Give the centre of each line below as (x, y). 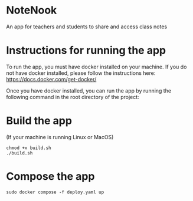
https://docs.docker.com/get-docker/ (51, 79)
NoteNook (32, 10)
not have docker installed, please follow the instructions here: (81, 73)
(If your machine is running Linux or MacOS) (60, 137)
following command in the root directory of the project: (73, 97)
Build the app (39, 121)
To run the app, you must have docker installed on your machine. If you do (97, 67)
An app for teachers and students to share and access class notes (86, 27)
